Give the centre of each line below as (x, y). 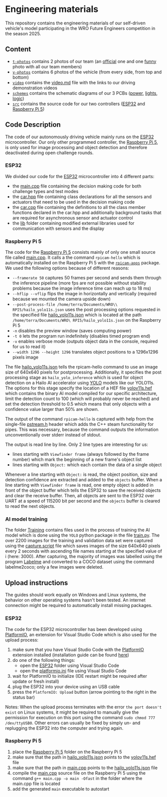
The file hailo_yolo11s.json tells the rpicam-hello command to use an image (82, 367)
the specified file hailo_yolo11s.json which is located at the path (77, 315)
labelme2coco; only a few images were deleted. (54, 567)
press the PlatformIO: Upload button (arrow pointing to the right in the (84, 692)
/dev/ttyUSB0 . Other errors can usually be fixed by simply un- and (73, 723)
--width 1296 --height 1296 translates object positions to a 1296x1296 (85, 352)
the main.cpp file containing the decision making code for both (77, 186)
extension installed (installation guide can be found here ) (71, 655)
